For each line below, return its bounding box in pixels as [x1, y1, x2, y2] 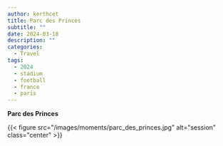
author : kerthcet [7, 10, 59, 18]
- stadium [14, 70, 43, 77]
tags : [7, 57, 24, 64]
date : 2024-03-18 [7, 30, 59, 38]
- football [14, 76, 46, 84]
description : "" [7, 37, 56, 44]
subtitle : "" [7, 24, 46, 31]
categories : [7, 43, 43, 51]
